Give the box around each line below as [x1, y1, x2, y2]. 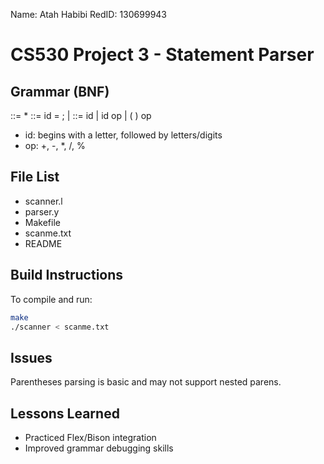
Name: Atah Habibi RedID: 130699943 [10, 9, 168, 20]
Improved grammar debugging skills [24, 442, 174, 454]
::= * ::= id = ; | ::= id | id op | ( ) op [10, 110, 152, 121]
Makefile [24, 216, 61, 228]
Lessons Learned [10, 405, 120, 422]
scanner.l [24, 195, 63, 207]
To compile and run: [10, 293, 93, 305]
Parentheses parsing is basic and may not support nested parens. [10, 376, 282, 388]
